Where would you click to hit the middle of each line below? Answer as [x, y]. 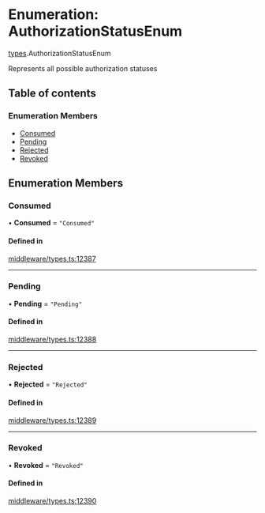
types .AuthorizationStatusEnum [60, 53]
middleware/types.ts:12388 [52, 339]
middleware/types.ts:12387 [52, 258]
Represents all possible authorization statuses [83, 68]
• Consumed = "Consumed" [51, 223]
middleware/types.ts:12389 [52, 420]
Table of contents [52, 94]
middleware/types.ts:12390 [52, 501]
